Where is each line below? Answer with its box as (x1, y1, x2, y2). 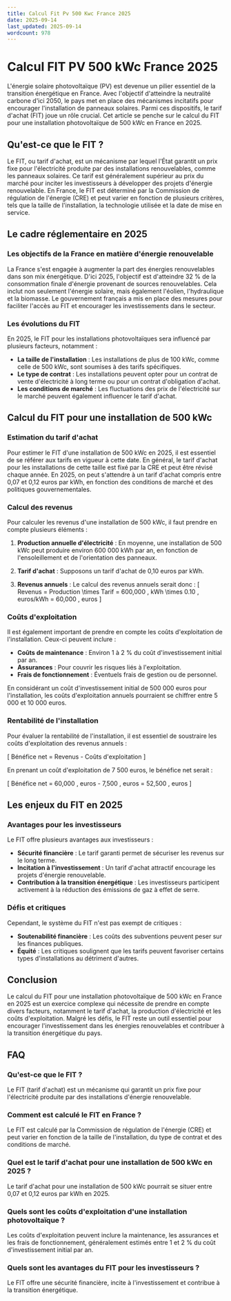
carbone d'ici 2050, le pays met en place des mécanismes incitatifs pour (7, 97, 214, 105)
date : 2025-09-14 (7, 17, 57, 23)
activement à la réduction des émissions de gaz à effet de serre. (17, 886, 200, 894)
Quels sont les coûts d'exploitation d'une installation (7, 1206, 188, 1216)
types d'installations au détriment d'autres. (17, 954, 139, 962)
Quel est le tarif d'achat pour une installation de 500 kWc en (7, 1158, 212, 1168)
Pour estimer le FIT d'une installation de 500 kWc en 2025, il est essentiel (7, 448, 216, 457)
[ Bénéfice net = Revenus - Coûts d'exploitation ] (7, 752, 146, 761)
